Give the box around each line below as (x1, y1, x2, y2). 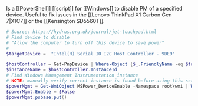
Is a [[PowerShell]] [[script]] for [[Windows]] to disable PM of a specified (6, 5, 183, 12)
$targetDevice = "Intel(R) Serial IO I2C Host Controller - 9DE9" (6, 51, 176, 57)
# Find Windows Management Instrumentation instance (6, 72, 138, 78)
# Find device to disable (6, 34, 70, 40)
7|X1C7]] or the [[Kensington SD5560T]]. (6, 18, 105, 24)
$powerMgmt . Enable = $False (6, 88, 75, 95)
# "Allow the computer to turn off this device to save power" (6, 39, 165, 46)
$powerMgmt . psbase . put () (6, 94, 67, 100)
